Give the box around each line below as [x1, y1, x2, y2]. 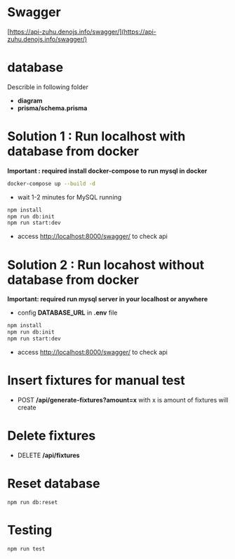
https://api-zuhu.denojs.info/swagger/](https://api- [9, 27, 156, 36]
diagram [17, 96, 43, 105]
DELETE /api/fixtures [17, 451, 80, 459]
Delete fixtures [7, 428, 96, 443]
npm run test [7, 545, 46, 552]
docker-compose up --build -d [7, 180, 96, 187]
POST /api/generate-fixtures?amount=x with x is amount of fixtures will [17, 395, 229, 404]
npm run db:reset [7, 499, 58, 506]
